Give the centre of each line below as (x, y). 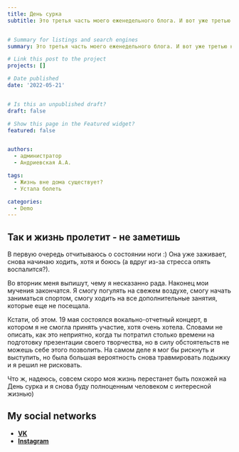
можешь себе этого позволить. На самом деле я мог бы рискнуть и (111, 350)
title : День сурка (34, 14)
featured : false (31, 130)
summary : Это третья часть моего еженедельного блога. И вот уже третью (117, 46)
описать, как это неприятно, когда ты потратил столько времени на (111, 335)
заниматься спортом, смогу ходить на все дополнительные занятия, (112, 298)
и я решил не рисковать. (45, 365)
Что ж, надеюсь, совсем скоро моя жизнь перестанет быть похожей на (117, 379)
